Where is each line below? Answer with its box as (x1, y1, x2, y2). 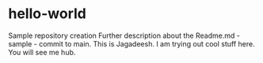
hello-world (8, 5, 87, 23)
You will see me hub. (8, 47, 76, 57)
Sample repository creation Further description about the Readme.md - (8, 31, 240, 40)
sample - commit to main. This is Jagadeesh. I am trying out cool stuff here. (8, 39, 255, 48)
